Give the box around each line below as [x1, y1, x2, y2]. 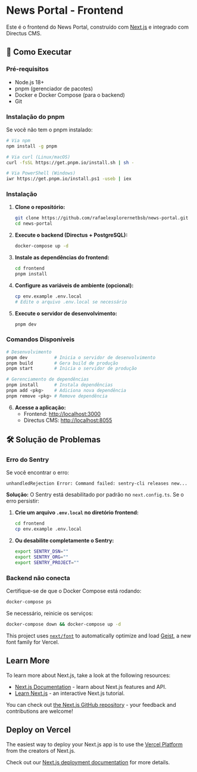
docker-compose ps [6, 599, 52, 605]
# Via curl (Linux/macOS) [6, 154, 70, 160]
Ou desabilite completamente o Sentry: [14, 537, 114, 544]
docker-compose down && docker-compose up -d [6, 621, 121, 627]
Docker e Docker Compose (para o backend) [14, 91, 125, 99]
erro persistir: [6, 497, 40, 505]
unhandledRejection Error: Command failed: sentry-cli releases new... [6, 480, 187, 487]
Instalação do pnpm [6, 112, 65, 121]
